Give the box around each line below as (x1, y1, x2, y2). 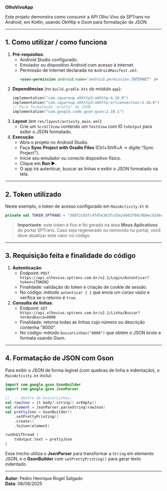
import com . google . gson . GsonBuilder (5, 382, 81, 387)
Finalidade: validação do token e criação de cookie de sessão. (19, 284, 148, 290)
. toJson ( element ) (14, 423, 50, 428)
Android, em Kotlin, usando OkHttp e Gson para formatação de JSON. (5, 19, 148, 25)
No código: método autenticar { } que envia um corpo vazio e (19, 289, 150, 295)
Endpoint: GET (19, 305, 48, 311)
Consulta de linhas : (12, 300, 54, 306)
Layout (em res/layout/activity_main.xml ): (12, 118, 103, 124)
